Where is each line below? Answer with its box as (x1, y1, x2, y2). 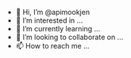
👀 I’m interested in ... (15, 16, 83, 25)
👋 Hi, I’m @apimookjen (15, 8, 90, 16)
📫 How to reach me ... (15, 42, 90, 50)
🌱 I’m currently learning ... (15, 24, 101, 33)
